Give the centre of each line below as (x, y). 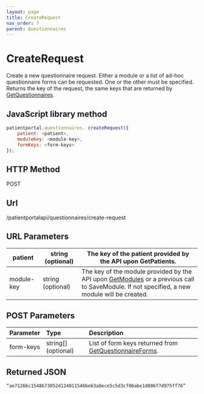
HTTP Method (33, 169)
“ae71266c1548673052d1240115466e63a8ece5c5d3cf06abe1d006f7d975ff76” (96, 386)
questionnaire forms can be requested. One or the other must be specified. (100, 82)
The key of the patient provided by (138, 253)
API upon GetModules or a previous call (138, 279)
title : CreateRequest (34, 18)
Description (106, 333)
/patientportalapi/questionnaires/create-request (66, 218)
